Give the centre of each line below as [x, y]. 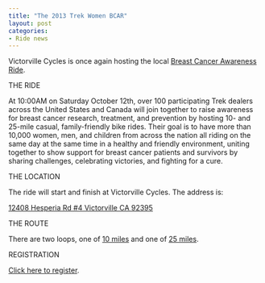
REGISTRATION [34, 255]
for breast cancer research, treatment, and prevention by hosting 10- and [130, 119]
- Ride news [28, 38]
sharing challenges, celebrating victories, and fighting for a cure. [116, 161]
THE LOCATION [34, 177]
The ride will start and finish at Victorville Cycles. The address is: [116, 192]
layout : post [30, 23]
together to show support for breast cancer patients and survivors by [123, 152]
